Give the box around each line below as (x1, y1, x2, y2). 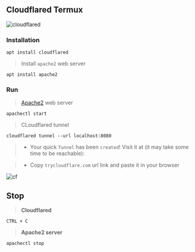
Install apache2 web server (20, 60, 86, 67)
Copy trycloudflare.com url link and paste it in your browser (29, 162, 179, 169)
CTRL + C (6, 218, 28, 224)
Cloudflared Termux (6, 5, 83, 15)
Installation (6, 35, 40, 44)
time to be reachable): (29, 150, 85, 157)
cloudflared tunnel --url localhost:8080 (6, 133, 112, 139)
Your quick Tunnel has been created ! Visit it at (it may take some (29, 144, 189, 151)
